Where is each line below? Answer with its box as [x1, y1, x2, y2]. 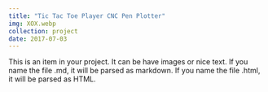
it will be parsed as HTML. [8, 74, 96, 84]
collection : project [8, 27, 79, 35]
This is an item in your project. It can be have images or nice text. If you [8, 57, 248, 67]
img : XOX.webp [8, 20, 57, 28]
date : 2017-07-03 [8, 34, 68, 43]
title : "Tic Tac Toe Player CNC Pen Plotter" [8, 11, 165, 20]
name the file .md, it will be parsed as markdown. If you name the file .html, [8, 66, 261, 76]
